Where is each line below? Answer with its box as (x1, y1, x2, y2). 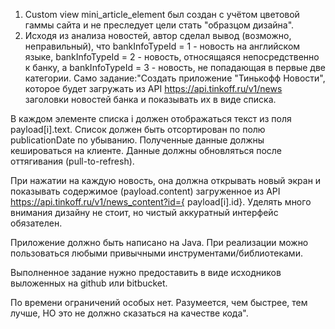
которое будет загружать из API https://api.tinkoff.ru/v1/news (24, 83, 283, 94)
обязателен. (10, 217, 63, 229)
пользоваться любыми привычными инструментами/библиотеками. (10, 247, 303, 259)
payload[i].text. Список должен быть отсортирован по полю (10, 124, 266, 135)
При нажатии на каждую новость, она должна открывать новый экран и (10, 175, 322, 186)
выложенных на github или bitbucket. (10, 277, 168, 289)
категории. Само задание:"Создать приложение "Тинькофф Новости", (24, 72, 326, 84)
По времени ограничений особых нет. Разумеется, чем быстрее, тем (10, 297, 308, 308)
